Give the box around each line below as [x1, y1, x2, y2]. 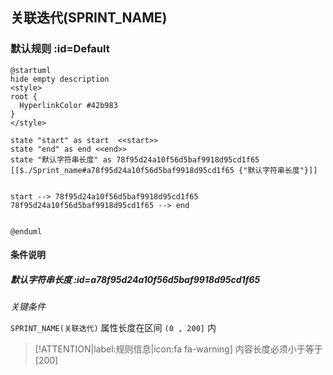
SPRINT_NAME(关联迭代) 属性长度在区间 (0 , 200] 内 [10, 322, 217, 334]
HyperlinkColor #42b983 [19, 100, 118, 110]
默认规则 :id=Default [10, 42, 110, 56]
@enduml [10, 226, 43, 237]
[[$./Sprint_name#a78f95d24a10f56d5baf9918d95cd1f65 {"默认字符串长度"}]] [10, 165, 318, 175]
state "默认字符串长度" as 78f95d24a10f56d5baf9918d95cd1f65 [10, 154, 260, 165]
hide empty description [10, 74, 110, 84]
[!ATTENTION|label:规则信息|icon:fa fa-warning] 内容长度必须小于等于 [34, 343, 323, 355]
